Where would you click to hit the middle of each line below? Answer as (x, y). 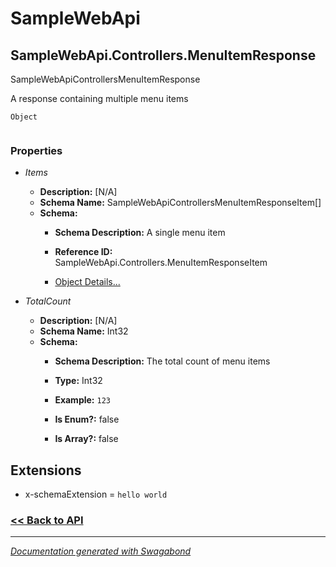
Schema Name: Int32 (84, 331)
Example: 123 (82, 400)
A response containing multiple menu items (99, 98)
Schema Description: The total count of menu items (162, 361)
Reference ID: (83, 252)
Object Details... (87, 282)
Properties (36, 150)
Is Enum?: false (87, 419)
